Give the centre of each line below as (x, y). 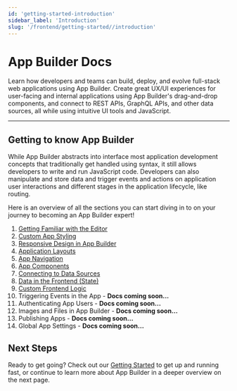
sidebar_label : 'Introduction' (54, 20)
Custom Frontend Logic (52, 288)
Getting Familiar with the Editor (63, 229)
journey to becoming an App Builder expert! (71, 215)
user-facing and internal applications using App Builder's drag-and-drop (113, 96)
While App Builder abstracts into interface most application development (113, 157)
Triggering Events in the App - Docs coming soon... (94, 296)
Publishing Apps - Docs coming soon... (76, 319)
